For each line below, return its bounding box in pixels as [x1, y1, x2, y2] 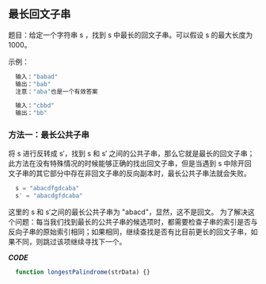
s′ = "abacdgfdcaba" [15, 192, 83, 200]
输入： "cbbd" [15, 102, 55, 109]
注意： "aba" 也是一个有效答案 [15, 87, 98, 95]
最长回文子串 [8, 7, 71, 21]
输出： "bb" [15, 109, 47, 117]
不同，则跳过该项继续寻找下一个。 [14, 237, 127, 247]
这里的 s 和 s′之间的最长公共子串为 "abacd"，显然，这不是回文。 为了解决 [8, 207, 248, 217]
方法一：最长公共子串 [8, 129, 89, 140]
